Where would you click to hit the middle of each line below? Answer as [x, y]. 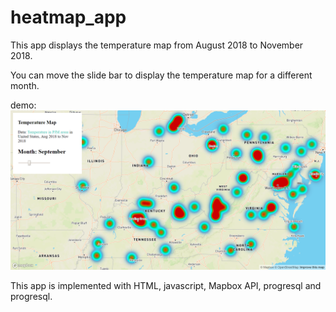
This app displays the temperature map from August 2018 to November [157, 45]
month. [25, 85]
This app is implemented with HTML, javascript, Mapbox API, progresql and [166, 285]
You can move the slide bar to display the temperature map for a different [161, 75]
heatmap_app [68, 17]
